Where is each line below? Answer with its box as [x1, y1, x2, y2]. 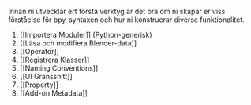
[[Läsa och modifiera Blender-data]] [19, 38, 137, 48]
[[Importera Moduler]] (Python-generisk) [19, 31, 152, 39]
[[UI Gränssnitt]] [19, 72, 73, 81]
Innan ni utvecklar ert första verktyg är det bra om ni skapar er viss [8, 7, 226, 16]
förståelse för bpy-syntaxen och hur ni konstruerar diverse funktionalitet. [8, 15, 245, 24]
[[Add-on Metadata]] [19, 89, 88, 97]
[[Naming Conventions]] [19, 63, 99, 73]
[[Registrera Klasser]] [19, 55, 90, 64]
